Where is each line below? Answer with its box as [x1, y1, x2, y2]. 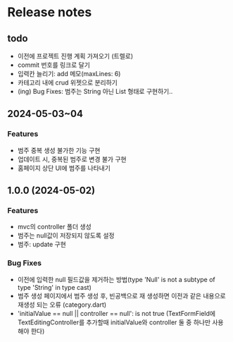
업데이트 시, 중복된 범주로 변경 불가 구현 [17, 154, 127, 163]
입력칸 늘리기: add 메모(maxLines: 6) [17, 70, 121, 78]
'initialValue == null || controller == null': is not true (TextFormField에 [17, 309, 216, 317]
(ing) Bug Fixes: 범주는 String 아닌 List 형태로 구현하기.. [17, 87, 173, 95]
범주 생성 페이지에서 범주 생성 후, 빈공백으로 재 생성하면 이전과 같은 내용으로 [17, 291, 227, 300]
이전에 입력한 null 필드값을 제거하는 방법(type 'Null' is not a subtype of [17, 275, 216, 283]
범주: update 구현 [17, 240, 67, 249]
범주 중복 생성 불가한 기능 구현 [17, 146, 101, 154]
